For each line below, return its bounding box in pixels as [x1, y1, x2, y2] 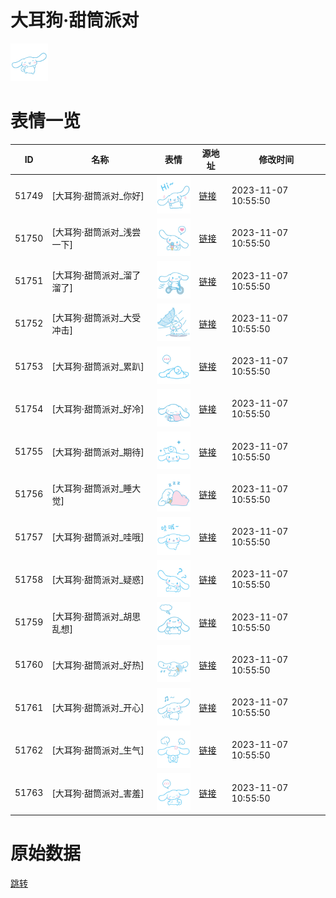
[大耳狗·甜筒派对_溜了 [51, 269, 142, 281]
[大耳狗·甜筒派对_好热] [51, 659, 145, 671]
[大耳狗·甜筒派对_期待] [51, 446, 145, 458]
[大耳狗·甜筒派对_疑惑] [51, 574, 145, 586]
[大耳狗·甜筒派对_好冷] [51, 403, 145, 415]
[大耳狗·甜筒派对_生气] [51, 744, 145, 756]
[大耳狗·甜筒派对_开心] [51, 702, 145, 714]
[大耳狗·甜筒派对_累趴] [51, 361, 145, 373]
